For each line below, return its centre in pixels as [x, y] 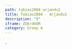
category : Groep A [24, 28]
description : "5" [23, 19]
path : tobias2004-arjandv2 [33, 10]
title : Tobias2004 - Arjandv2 [36, 14]
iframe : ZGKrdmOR [23, 24]
